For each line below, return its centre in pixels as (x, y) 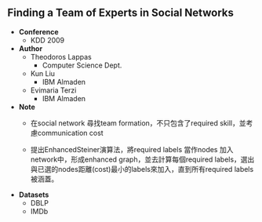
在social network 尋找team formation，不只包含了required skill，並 (138, 123)
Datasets (34, 195)
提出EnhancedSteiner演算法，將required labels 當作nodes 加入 (132, 149)
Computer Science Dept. (82, 65)
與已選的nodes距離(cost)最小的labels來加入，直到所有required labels (142, 169)
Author (31, 48)
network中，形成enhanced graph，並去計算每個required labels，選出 (142, 159)
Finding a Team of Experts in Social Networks (121, 13)
